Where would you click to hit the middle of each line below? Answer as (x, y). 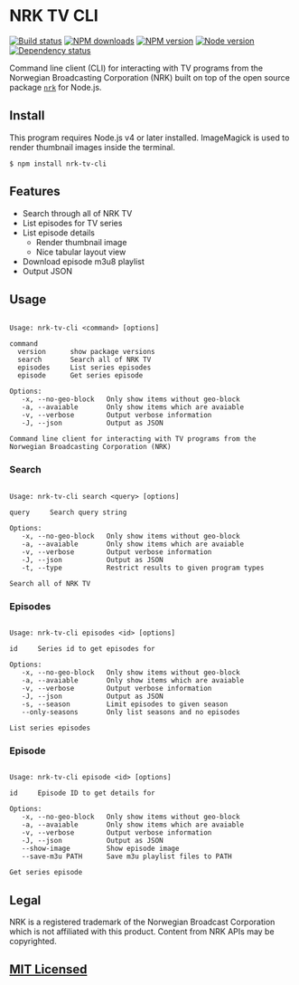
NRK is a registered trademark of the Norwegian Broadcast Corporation (142, 922)
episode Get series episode (80, 376)
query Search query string (68, 512)
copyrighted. (33, 942)
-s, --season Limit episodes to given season (125, 704)
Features (35, 191)
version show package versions (86, 352)
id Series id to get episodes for (82, 648)
